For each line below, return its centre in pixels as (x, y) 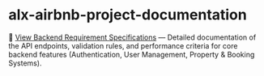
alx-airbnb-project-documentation (128, 15)
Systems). (25, 63)
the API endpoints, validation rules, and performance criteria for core (123, 45)
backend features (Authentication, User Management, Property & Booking (132, 54)
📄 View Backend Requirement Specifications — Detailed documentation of (132, 37)
